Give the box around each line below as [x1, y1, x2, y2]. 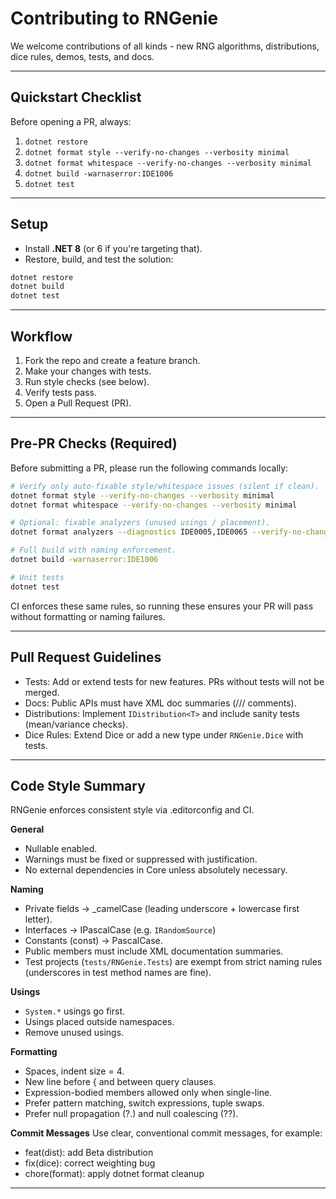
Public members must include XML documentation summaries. [24, 945, 284, 957]
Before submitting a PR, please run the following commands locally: [10, 462, 289, 474]
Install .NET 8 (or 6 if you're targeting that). [24, 242, 203, 254]
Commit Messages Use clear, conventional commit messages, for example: [10, 1127, 323, 1139]
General [10, 823, 45, 836]
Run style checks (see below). [24, 376, 150, 387]
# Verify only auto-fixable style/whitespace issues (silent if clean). [10, 481, 320, 491]
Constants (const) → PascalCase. [24, 935, 163, 947]
